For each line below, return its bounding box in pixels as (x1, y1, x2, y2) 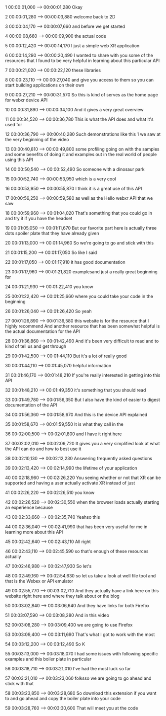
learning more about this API (5, 529, 63, 535)
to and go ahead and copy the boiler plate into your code (5, 696, 121, 701)
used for (5, 122, 22, 127)
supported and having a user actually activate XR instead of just (5, 480, 135, 486)
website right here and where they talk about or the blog (5, 593, 120, 599)
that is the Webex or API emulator (5, 578, 74, 584)
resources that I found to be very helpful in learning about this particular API (5, 58, 160, 64)
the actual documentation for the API (5, 328, 80, 334)
